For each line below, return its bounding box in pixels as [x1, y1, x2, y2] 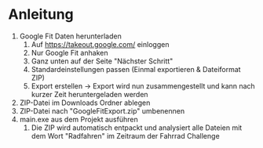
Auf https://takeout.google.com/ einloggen [31, 39, 170, 49]
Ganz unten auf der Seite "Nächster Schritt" [31, 56, 174, 66]
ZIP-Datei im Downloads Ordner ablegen [19, 98, 151, 107]
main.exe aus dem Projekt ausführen [19, 114, 139, 124]
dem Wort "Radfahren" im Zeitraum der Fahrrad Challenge [31, 131, 220, 140]
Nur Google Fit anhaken [31, 48, 108, 57]
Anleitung [8, 5, 74, 23]
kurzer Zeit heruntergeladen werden [31, 89, 148, 99]
